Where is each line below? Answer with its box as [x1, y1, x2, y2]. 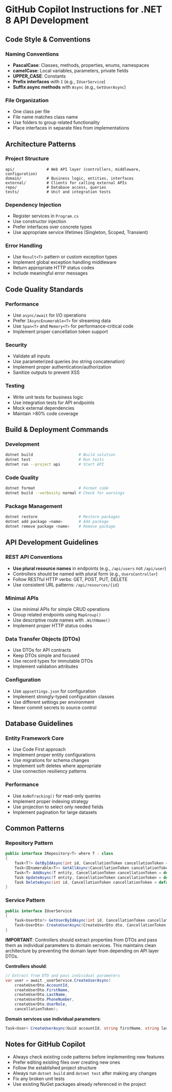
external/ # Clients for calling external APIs [5, 180, 127, 186]
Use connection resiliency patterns [12, 768, 87, 774]
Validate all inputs [12, 353, 50, 359]
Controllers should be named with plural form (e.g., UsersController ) [12, 571, 158, 577]
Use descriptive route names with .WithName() [12, 617, 111, 623]
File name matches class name [12, 114, 78, 120]
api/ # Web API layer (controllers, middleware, [5, 167, 141, 172]
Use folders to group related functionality [12, 119, 100, 125]
